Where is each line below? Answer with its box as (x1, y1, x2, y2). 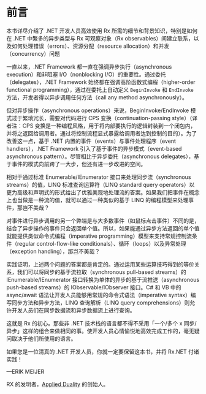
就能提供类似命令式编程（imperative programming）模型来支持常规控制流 (6, 232, 192, 240)
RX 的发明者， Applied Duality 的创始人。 (6, 381, 109, 388)
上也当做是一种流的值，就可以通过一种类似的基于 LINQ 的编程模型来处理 (6, 196, 189, 203)
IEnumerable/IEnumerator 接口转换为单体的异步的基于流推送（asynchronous (6, 276, 200, 283)
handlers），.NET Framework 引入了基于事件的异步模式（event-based (6, 145, 182, 152)
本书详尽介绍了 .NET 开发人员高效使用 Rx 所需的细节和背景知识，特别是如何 (6, 27, 198, 34)
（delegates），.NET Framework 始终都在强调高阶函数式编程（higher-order (6, 78, 196, 86)
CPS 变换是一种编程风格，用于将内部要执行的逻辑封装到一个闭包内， (22, 122, 196, 129)
